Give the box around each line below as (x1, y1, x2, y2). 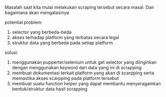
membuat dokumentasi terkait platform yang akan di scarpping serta (12, 70, 154, 76)
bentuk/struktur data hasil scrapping (12, 86, 88, 92)
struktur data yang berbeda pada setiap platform (12, 40, 113, 46)
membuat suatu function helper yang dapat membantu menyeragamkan (12, 80, 161, 86)
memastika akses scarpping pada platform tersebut (12, 75, 119, 81)
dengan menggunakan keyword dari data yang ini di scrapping (12, 65, 142, 70)
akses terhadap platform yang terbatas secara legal (12, 35, 119, 40)
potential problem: (5, 20, 43, 25)
